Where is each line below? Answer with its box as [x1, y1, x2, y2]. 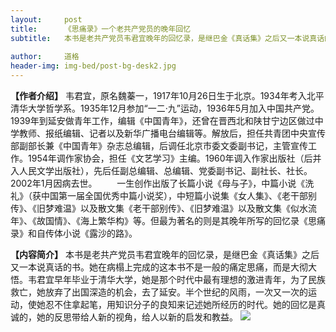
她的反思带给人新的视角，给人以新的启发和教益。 [36, 311, 238, 323]
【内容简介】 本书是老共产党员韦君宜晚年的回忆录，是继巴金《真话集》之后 [10, 249, 320, 260]
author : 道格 [10, 52, 80, 62]
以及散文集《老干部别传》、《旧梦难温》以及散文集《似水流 [79, 202, 317, 214]
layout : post [10, 14, 83, 25]
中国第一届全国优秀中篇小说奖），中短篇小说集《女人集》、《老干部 [40, 190, 308, 201]
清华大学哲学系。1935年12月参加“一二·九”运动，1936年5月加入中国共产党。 [10, 102, 320, 114]
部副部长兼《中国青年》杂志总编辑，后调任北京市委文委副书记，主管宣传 [10, 140, 308, 151]
